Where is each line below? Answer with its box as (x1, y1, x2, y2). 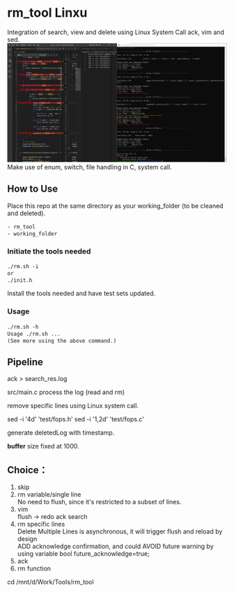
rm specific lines (17, 520, 65, 529)
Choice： (7, 464, 49, 476)
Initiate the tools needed (7, 246, 91, 256)
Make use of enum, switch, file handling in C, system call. (7, 163, 172, 171)
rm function (17, 564, 51, 572)
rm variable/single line (17, 490, 81, 499)
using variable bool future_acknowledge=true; (17, 550, 150, 558)
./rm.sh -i (7, 263, 39, 270)
